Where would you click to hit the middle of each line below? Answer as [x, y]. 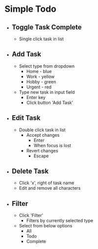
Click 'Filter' [31, 215]
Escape [41, 156]
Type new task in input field [47, 92]
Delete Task [30, 171]
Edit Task [26, 118]
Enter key [36, 97]
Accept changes [43, 135]
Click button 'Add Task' [50, 102]
